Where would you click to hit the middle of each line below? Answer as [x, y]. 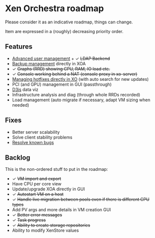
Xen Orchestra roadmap [54, 9]
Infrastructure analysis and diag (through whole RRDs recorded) [76, 94]
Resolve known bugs [33, 142]
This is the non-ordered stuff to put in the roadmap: [57, 169]
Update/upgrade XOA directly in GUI [48, 189]
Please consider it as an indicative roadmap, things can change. [69, 22]
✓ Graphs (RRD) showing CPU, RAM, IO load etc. [61, 69]
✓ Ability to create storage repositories [51, 225]
